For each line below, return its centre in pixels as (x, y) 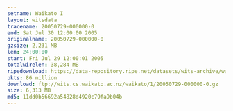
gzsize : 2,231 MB (32, 46)
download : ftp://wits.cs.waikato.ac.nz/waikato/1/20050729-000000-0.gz (113, 84)
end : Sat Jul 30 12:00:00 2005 (52, 33)
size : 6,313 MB (29, 90)
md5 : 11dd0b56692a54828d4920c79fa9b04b (65, 97)
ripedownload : (28, 71)
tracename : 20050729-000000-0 (51, 26)
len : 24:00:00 (28, 52)
